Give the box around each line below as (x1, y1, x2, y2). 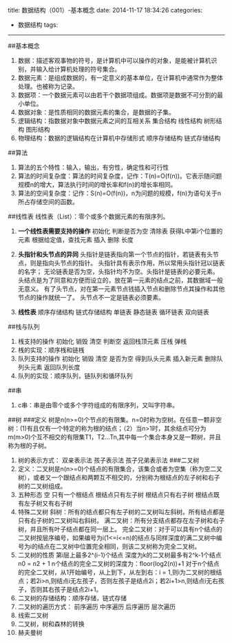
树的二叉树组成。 (17, 482, 67, 490)
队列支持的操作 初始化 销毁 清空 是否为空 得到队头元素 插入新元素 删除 (17, 354, 218, 363)
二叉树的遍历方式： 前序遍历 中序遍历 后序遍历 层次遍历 (17, 602, 176, 611)
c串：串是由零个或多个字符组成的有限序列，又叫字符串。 (17, 401, 178, 409)
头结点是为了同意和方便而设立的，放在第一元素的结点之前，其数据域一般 (17, 276, 223, 284)
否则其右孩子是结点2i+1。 (30, 585, 103, 593)
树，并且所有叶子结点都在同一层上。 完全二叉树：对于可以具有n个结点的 (17, 525, 223, 533)
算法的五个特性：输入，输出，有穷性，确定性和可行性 (17, 163, 169, 171)
